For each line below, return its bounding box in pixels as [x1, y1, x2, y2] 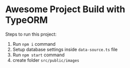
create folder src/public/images [12, 57, 79, 63]
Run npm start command [12, 52, 65, 58]
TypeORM [5, 14, 48, 26]
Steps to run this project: [5, 31, 57, 37]
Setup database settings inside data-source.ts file [12, 46, 118, 52]
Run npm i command [12, 41, 56, 47]
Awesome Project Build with [5, 4, 125, 15]
